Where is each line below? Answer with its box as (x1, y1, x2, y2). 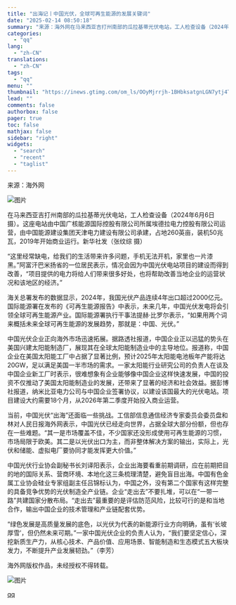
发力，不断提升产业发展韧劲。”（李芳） (7, 546, 118, 554)
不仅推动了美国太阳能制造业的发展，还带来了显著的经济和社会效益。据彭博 (13, 378, 229, 386)
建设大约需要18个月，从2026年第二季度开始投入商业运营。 (13, 396, 183, 404)
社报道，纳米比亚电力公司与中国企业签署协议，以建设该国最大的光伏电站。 (7, 387, 223, 396)
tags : (7, 69, 23, 76)
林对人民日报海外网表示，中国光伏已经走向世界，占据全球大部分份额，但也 (7, 419, 223, 428)
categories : (7, 30, 42, 37)
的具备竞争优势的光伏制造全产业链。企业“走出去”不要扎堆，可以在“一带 (7, 487, 213, 495)
